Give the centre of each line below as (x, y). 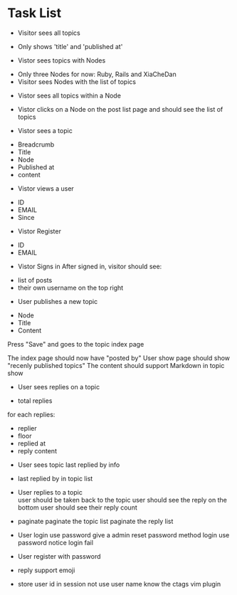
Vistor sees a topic (45, 130)
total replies (35, 401)
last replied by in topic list (55, 478)
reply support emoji (46, 570)
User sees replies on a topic (59, 386)
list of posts (35, 280)
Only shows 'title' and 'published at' (70, 46)
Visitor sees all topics (49, 33)
